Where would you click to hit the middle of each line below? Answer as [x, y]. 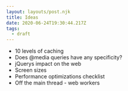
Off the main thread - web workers [57, 83]
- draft [21, 34]
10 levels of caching [39, 51]
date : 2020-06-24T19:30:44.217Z [46, 23]
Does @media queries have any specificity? [68, 57]
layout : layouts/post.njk [38, 12]
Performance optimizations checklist [60, 77]
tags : [13, 28]
